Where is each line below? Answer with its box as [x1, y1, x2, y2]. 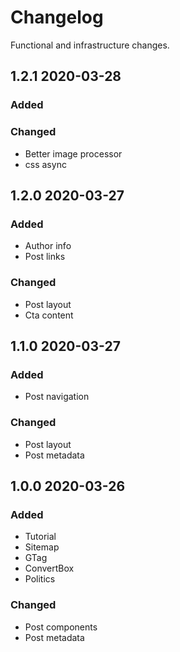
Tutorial [24, 531, 57, 543]
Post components [24, 621, 98, 633]
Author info [24, 240, 72, 252]
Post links [24, 251, 66, 263]
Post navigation [24, 391, 90, 403]
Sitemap [24, 541, 60, 553]
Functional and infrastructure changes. [10, 39, 170, 51]
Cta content [24, 309, 74, 321]
